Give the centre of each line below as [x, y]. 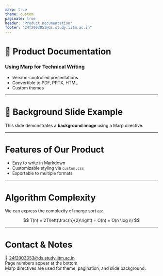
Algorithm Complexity [50, 198]
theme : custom [19, 14]
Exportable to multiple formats [42, 173]
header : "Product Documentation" [39, 23]
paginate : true [20, 18]
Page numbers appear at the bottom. [42, 263]
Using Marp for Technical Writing [45, 67]
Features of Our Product [55, 149]
